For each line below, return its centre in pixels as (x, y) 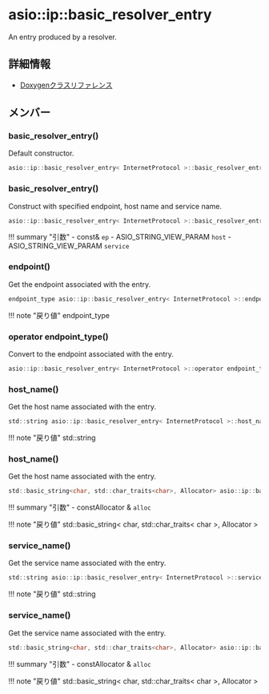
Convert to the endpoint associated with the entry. (91, 353)
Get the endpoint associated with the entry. (80, 284)
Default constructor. (41, 153)
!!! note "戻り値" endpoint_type (59, 315)
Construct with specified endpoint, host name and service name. (115, 206)
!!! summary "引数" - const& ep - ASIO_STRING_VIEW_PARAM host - (120, 237)
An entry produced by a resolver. (63, 37)
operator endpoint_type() (59, 337)
